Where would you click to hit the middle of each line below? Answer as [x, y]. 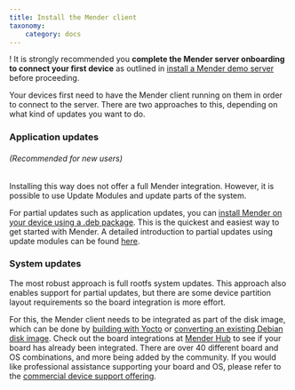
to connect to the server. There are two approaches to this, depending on [144, 105]
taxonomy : [28, 26]
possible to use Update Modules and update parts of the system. [128, 195]
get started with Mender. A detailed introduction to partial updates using [141, 231]
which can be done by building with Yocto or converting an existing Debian [146, 329]
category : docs [53, 34]
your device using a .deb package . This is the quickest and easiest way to [144, 222]
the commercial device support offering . [83, 376]
